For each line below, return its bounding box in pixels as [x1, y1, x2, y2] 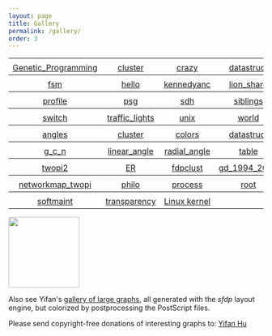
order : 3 [8, 34, 38, 43]
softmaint [36, 196, 73, 207]
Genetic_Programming [12, 62, 98, 74]
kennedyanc [164, 79, 211, 90]
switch [42, 113, 68, 124]
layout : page [8, 11, 53, 20]
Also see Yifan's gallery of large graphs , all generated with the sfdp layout [8, 295, 255, 304]
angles [41, 129, 68, 140]
